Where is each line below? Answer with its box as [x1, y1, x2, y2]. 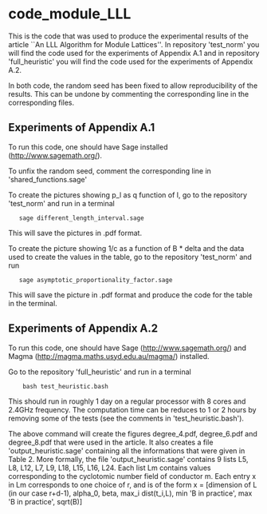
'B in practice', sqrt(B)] [8, 496, 83, 506]
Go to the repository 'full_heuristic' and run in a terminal [8, 367, 191, 377]
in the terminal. [8, 298, 57, 308]
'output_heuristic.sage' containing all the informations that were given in [8, 445, 245, 456]
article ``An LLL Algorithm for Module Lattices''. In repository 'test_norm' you [8, 39, 260, 49]
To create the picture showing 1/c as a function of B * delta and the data [8, 243, 245, 253]
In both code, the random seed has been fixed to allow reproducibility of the [8, 81, 258, 90]
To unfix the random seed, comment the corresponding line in [8, 165, 211, 176]
